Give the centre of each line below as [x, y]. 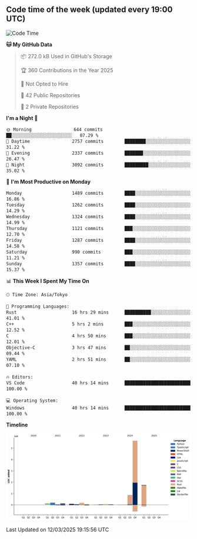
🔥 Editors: [20, 377]
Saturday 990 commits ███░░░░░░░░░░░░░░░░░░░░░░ [98, 252]
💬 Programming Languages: [38, 306]
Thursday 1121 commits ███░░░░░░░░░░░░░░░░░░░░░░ [98, 228]
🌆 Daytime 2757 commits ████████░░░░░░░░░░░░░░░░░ [98, 141]
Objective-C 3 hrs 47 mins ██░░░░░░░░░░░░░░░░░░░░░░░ [98, 347]
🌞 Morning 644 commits [54, 129]
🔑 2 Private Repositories [50, 107]
